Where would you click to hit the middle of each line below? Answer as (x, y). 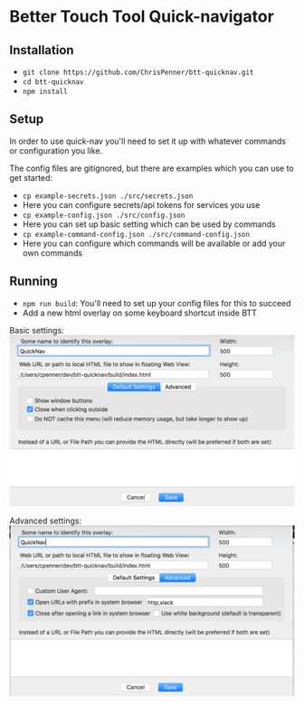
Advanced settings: (46, 521)
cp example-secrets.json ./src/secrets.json (108, 196)
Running (34, 282)
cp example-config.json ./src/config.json (104, 215)
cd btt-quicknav (53, 82)
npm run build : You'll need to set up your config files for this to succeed (157, 303)
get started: (31, 177)
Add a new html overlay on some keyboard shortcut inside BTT (140, 313)
